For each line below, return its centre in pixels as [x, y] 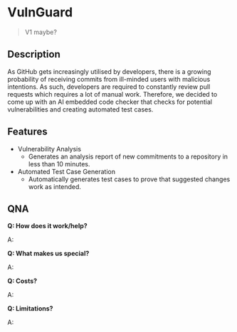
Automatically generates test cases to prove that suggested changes [129, 179]
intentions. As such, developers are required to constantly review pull [109, 87]
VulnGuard [40, 12]
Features [27, 132]
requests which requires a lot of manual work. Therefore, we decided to [112, 94]
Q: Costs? [22, 281]
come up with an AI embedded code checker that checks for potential [110, 102]
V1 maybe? [41, 32]
